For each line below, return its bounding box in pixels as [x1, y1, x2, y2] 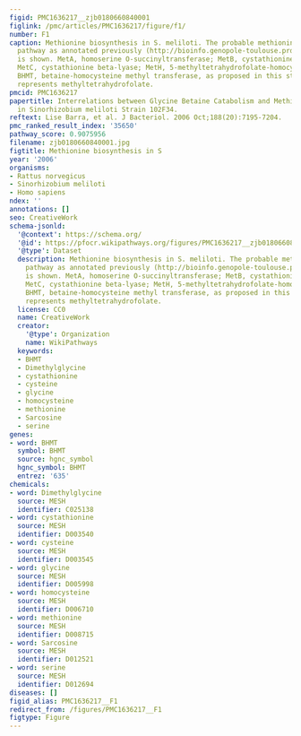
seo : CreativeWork [9, 212, 78, 222]
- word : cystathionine [9, 513, 94, 523]
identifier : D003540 [17, 530, 94, 539]
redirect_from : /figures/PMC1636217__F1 [9, 705, 163, 714]
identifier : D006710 [17, 605, 94, 614]
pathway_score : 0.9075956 [9, 130, 106, 139]
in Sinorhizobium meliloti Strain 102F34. [17, 105, 178, 114]
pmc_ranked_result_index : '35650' [9, 122, 139, 131]
